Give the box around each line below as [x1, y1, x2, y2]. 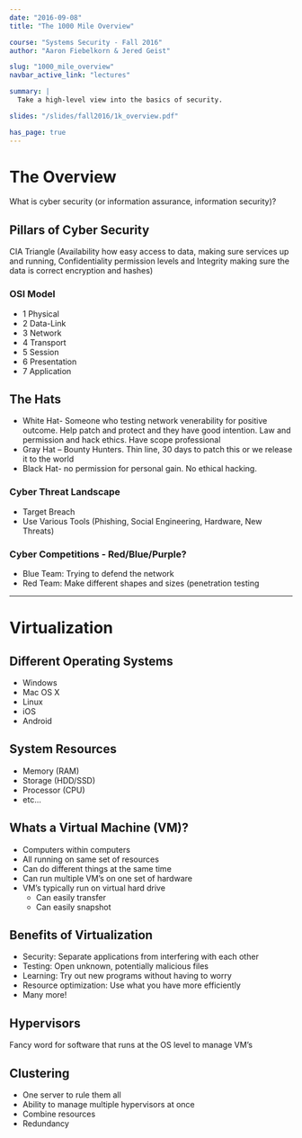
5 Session [22, 346, 60, 357]
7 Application [22, 365, 72, 376]
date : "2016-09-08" [9, 13, 83, 22]
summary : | [9, 87, 50, 96]
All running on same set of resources [22, 854, 160, 865]
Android [22, 715, 52, 726]
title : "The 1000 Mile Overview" [9, 22, 135, 31]
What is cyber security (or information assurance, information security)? [9, 196, 277, 207]
